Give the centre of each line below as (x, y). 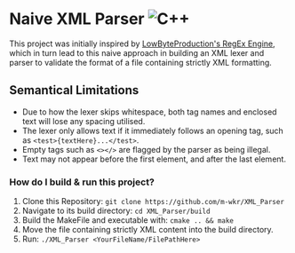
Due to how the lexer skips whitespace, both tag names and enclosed (149, 112)
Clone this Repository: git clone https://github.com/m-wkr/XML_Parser (153, 202)
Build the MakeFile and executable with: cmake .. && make (128, 220)
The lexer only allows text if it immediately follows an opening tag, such (153, 130)
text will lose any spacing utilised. (84, 121)
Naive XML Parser (77, 19)
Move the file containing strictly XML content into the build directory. (147, 230)
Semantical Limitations (74, 90)
